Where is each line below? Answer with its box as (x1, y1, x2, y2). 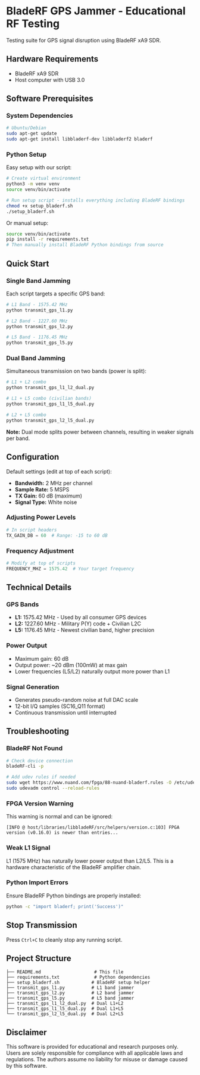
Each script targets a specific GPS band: (6, 290, 105, 297)
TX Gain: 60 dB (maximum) (14, 492, 82, 499)
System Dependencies (6, 112, 73, 120)
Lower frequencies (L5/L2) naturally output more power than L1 (14, 668, 170, 675)
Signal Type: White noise (14, 498, 77, 506)
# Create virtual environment (6, 175, 82, 182)
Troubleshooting (6, 726, 70, 737)
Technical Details (6, 582, 72, 593)
